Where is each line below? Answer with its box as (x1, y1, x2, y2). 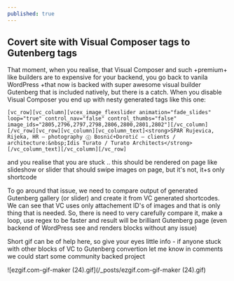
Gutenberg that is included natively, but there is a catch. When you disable (7, 88, 222, 97)
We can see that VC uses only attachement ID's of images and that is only (7, 201, 221, 210)
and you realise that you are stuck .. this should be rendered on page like (7, 158, 218, 167)
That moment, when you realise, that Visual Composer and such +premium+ (7, 66, 228, 74)
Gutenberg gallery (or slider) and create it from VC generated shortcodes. (7, 194, 220, 203)
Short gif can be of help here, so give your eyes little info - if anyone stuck (7, 238, 222, 246)
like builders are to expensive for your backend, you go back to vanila (7, 73, 208, 81)
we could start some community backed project (7, 252, 146, 261)
